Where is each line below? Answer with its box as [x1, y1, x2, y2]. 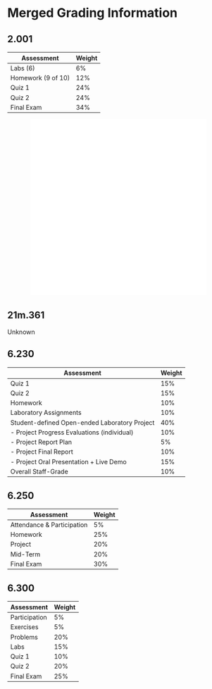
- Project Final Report [10, 447, 74, 456]
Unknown [7, 328, 35, 336]
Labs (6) [10, 63, 35, 72]
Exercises [10, 623, 39, 631]
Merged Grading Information [7, 5, 178, 21]
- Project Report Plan [10, 438, 73, 447]
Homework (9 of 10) [10, 74, 70, 82]
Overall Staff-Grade [10, 467, 68, 476]
